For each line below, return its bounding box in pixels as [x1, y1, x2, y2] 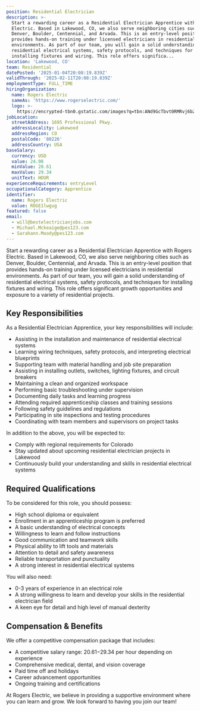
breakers [14, 374, 37, 381]
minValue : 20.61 [11, 164, 52, 170]
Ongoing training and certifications [14, 680, 101, 687]
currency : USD [11, 153, 46, 159]
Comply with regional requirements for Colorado [14, 441, 134, 448]
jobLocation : [6, 114, 39, 120]
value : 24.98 [11, 159, 44, 164]
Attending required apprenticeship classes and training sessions [14, 399, 173, 406]
